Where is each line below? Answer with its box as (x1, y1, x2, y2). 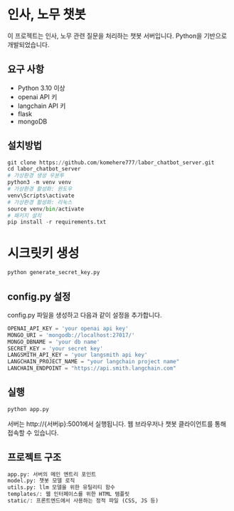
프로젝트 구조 (7, 451, 62, 464)
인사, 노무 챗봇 (7, 6, 87, 23)
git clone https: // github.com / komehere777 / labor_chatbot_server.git (7, 158, 215, 166)
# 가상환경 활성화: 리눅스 (7, 198, 73, 206)
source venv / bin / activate (7, 205, 84, 213)
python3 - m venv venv (7, 179, 72, 186)
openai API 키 (17, 92, 58, 101)
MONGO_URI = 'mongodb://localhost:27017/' (7, 331, 135, 339)
